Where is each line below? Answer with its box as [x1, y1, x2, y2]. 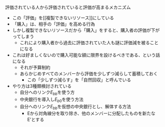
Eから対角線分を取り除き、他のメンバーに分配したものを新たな [27, 111, 156, 117]
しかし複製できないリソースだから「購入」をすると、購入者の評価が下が [12, 27, 160, 33]
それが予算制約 [19, 64, 51, 70]
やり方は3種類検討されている [12, 83, 72, 89]
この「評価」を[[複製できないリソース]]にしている [12, 15, 114, 21]
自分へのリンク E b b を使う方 [19, 89, 75, 96]
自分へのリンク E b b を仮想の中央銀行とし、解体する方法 [19, 103, 131, 111]
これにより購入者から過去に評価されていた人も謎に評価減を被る [19, 40, 150, 46]
